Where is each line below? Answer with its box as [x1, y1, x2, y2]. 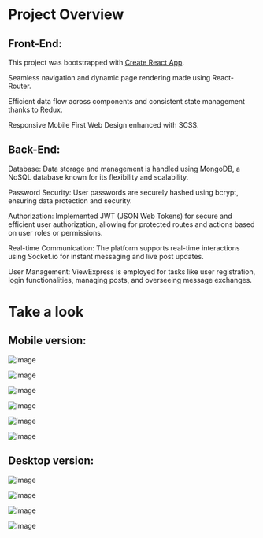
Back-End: [8, 143, 61, 157]
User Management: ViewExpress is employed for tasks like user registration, [8, 266, 256, 276]
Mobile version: [8, 334, 87, 347]
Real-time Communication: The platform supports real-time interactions [8, 243, 240, 253]
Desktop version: [8, 455, 94, 468]
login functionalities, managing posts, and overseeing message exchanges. [8, 275, 252, 284]
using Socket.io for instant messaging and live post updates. [8, 251, 204, 261]
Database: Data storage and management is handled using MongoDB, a [8, 164, 240, 173]
